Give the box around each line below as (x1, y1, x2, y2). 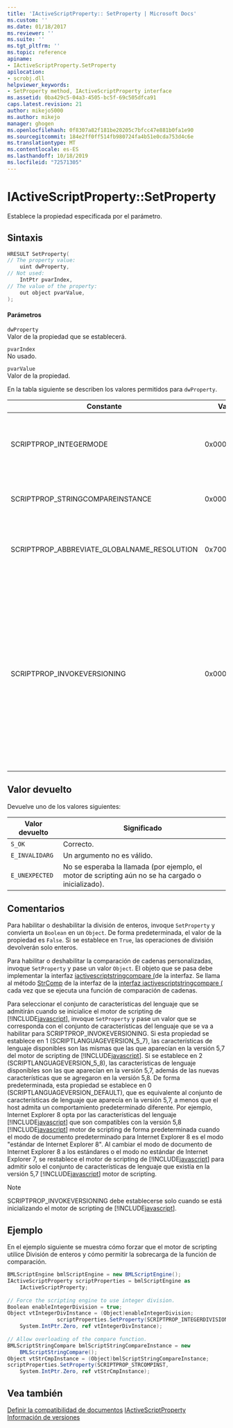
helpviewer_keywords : (7, 81, 70, 88)
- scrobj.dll (7, 74, 45, 82)
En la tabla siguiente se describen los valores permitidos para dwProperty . (7, 385, 217, 393)
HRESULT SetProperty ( (7, 250, 70, 257)
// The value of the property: (7, 282, 98, 289)
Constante (86, 401, 123, 411)
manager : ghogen (7, 120, 54, 127)
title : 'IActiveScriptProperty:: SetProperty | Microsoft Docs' (7, 10, 197, 17)
